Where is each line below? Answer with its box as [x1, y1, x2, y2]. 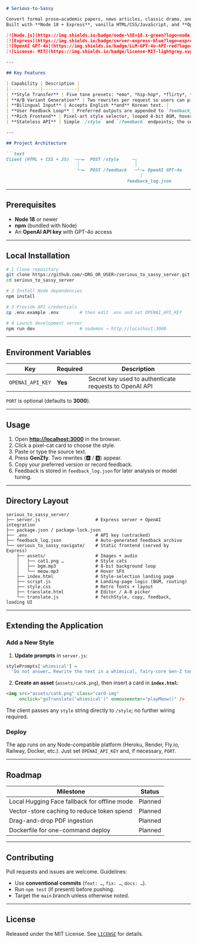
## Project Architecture [6, 140, 67, 146]
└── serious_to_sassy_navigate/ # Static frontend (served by [6, 542, 169, 548]
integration [6, 522, 35, 528]
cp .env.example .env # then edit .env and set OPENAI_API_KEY [6, 309, 182, 315]
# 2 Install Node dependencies [6, 288, 83, 294]
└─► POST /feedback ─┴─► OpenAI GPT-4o [77, 167, 182, 173]
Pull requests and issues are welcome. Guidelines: [6, 868, 127, 875]
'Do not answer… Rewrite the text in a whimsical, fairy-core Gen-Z [11, 669, 182, 674]
